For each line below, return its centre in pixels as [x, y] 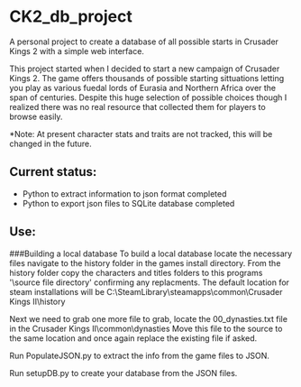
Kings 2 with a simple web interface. [77, 51]
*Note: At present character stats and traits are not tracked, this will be [141, 134]
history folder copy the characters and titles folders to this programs [136, 272]
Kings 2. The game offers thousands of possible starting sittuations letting [147, 78]
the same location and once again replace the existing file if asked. [133, 338]
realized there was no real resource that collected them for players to [137, 106]
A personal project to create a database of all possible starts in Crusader [144, 41]
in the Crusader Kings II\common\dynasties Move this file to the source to [146, 328]
